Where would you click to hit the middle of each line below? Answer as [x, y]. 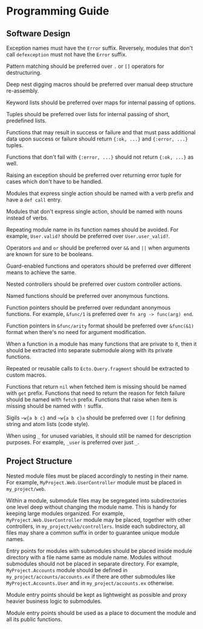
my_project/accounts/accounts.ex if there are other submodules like [91, 576]
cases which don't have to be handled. [54, 182]
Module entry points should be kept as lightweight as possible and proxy [97, 594]
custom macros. [26, 375]
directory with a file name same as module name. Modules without [89, 557]
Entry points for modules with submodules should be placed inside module [99, 551]
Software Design [38, 34]
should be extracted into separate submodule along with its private [89, 350]
